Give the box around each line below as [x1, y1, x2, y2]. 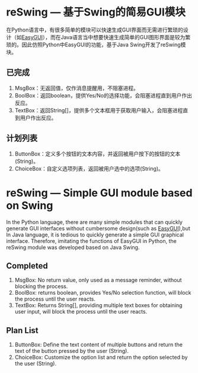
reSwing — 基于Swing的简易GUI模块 [6, 5, 186, 19]
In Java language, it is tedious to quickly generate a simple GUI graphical [6, 231, 184, 238]
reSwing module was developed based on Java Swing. [6, 244, 140, 251]
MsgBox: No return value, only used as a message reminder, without [14, 277, 182, 284]
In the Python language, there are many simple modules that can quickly [6, 218, 183, 226]
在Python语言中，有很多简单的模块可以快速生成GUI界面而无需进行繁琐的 [6, 26, 184, 33]
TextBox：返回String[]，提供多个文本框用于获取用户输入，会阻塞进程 [14, 106, 183, 113]
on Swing [6, 198, 53, 212]
